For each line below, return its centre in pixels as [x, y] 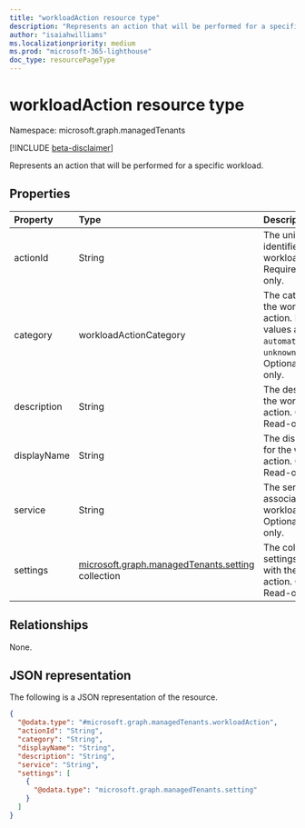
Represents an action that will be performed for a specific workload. [137, 165]
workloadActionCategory [132, 334]
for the [277, 449]
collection [99, 575]
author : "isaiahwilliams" [58, 35]
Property [34, 219]
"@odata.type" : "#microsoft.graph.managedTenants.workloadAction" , [148, 723]
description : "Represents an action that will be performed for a [138, 26]
